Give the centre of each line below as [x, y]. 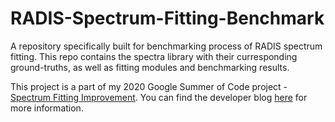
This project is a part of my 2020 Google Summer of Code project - [149, 86]
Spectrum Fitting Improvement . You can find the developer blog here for [159, 97]
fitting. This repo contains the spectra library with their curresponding [154, 56]
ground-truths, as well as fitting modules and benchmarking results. [150, 67]
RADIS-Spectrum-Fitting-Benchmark [167, 18]
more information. [47, 108]
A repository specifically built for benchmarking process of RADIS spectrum [166, 46]
